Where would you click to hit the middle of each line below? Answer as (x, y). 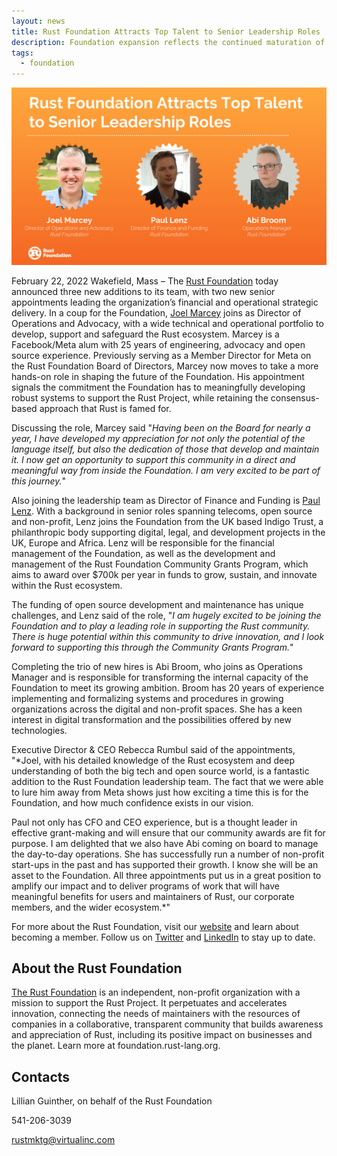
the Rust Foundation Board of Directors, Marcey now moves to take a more (165, 366)
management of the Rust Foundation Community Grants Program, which (160, 564)
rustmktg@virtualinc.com (63, 1140)
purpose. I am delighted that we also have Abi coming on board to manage (165, 843)
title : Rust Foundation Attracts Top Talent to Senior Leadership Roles (166, 31)
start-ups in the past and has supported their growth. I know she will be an (165, 864)
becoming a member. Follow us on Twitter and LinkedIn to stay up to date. (163, 937)
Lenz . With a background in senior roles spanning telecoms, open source (162, 511)
